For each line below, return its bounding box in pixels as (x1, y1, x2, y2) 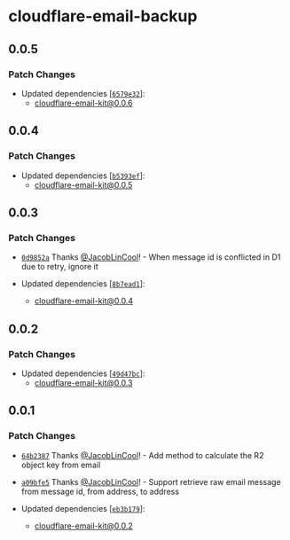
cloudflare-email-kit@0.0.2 (34, 520, 134, 531)
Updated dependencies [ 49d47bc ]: (20, 368, 145, 379)
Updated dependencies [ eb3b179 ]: (20, 503, 145, 513)
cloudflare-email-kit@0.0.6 (34, 98, 133, 108)
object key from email (20, 459, 101, 470)
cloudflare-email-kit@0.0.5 (34, 179, 133, 190)
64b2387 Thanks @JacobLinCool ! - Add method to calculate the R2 (20, 450, 264, 460)
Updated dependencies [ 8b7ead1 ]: (20, 278, 145, 289)
